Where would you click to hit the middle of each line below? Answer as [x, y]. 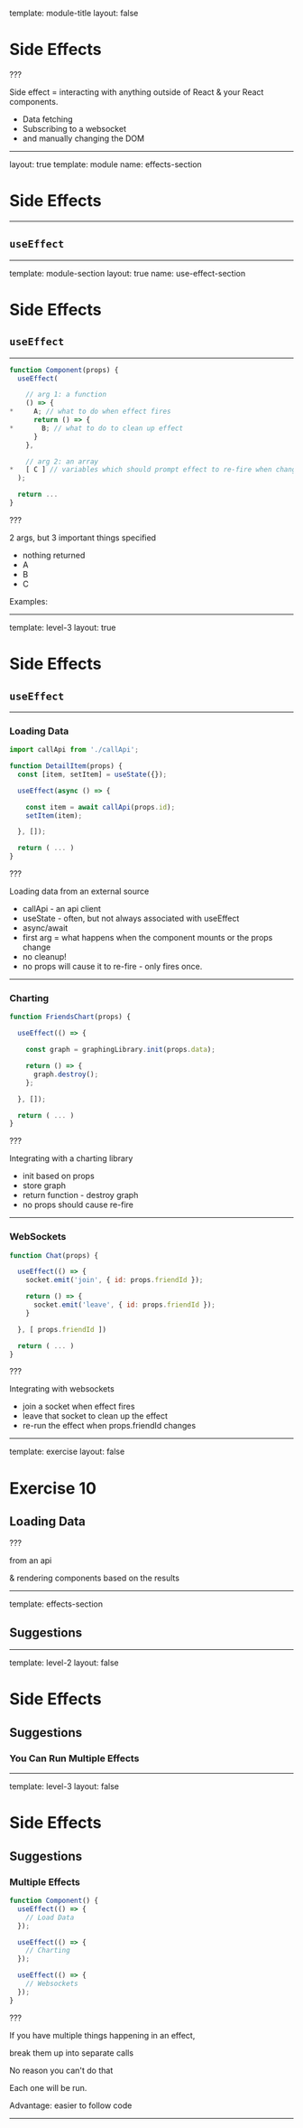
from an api [31, 1561]
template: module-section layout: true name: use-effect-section [128, 273]
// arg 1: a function [66, 395]
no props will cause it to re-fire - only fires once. [112, 967]
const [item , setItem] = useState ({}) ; [92, 774]
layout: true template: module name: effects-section [106, 164]
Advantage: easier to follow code [71, 2105]
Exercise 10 [53, 1488]
